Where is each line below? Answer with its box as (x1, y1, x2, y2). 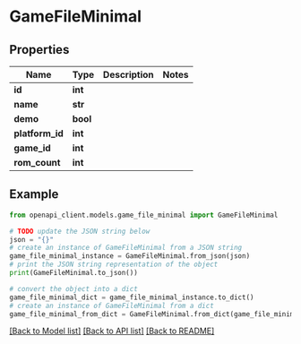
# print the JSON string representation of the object (9, 260, 219, 270)
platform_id (13, 127, 64, 140)
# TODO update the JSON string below (9, 227, 150, 236)
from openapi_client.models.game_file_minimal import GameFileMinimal (9, 211, 279, 219)
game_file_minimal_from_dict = (9, 309, 126, 319)
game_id (13, 142, 51, 154)
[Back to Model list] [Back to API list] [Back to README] (9, 325, 215, 337)
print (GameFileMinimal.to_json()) (9, 269, 139, 278)
